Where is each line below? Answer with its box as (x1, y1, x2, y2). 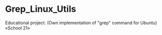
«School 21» (5, 25, 30, 31)
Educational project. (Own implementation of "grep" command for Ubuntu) (5, 20, 158, 26)
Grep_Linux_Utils (5, 3, 76, 15)
